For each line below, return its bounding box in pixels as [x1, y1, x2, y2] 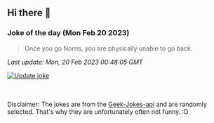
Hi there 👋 [7, 7, 51, 19]
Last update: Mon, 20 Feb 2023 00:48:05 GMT [7, 58, 143, 66]
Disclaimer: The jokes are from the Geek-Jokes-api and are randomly [7, 100, 207, 108]
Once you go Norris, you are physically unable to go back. [24, 44, 193, 53]
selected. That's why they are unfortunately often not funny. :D [7, 107, 189, 116]
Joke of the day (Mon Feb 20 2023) [7, 28, 130, 38]
